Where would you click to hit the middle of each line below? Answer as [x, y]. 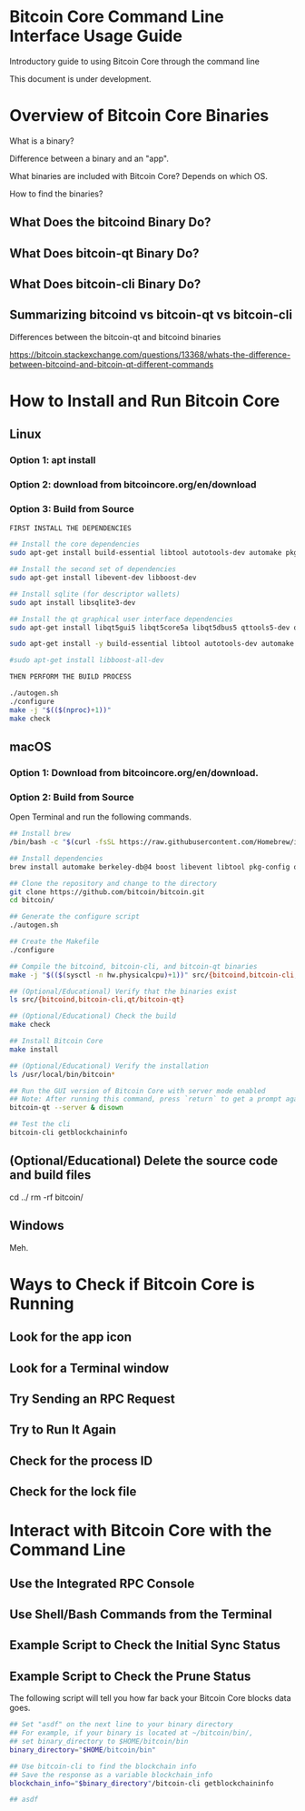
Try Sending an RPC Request [92, 1398]
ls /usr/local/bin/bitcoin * [63, 1074]
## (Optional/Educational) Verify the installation [109, 1066]
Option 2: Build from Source [72, 797]
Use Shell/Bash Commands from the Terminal [141, 1615]
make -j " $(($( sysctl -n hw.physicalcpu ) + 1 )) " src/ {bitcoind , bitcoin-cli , [154, 975]
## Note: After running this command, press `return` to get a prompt [146, 1099]
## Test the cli [40, 1124]
